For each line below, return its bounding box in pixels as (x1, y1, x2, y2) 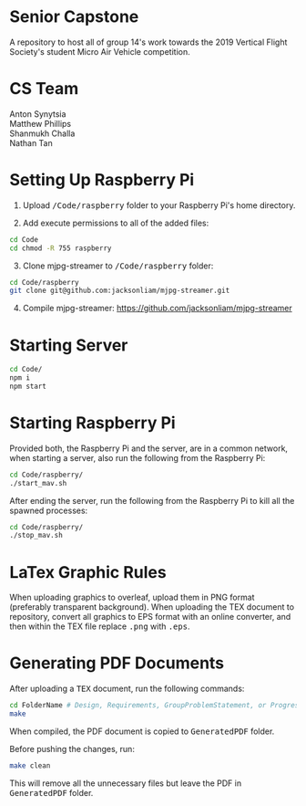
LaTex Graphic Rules (9, 561, 167, 582)
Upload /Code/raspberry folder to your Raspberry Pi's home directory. (22, 199, 296, 211)
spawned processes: (9, 505, 88, 516)
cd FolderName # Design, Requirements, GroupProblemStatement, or (9, 701, 267, 710)
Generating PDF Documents (9, 653, 225, 674)
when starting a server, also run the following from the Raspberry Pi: (9, 452, 266, 463)
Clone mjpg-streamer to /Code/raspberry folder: (22, 260, 214, 271)
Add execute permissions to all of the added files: (22, 217, 209, 228)
